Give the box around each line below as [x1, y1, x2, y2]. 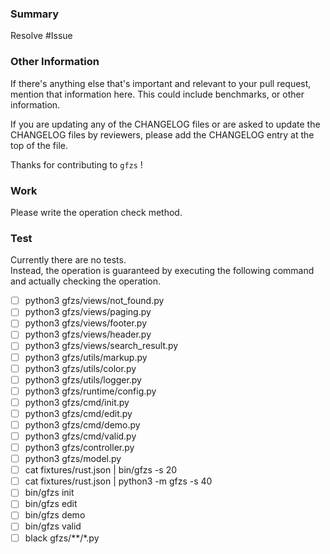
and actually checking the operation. [10, 275, 162, 287]
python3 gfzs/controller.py [24, 442, 135, 453]
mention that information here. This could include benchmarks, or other [10, 88, 305, 100]
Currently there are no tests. [10, 254, 127, 266]
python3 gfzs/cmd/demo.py [24, 418, 141, 431]
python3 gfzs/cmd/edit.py [24, 407, 133, 419]
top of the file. [10, 139, 68, 151]
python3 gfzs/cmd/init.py [24, 396, 130, 408]
